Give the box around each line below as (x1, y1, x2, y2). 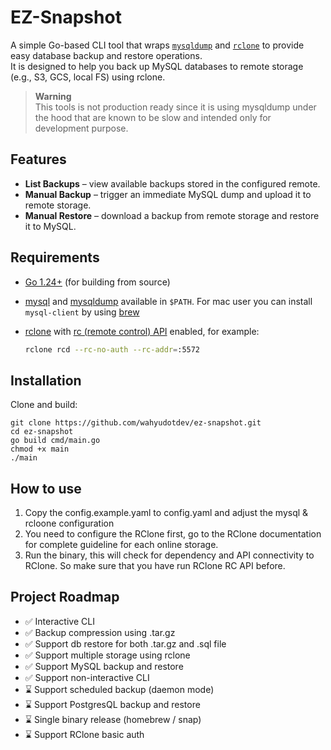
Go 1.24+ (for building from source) (24, 276, 171, 288)
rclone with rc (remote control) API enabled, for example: (24, 325, 260, 337)
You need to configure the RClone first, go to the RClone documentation (24, 528, 322, 540)
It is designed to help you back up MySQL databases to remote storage (10, 60, 304, 72)
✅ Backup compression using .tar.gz (24, 626, 176, 638)
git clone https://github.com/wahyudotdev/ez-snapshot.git (10, 418, 262, 428)
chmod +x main (10, 444, 70, 455)
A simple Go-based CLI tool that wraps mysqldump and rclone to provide (10, 39, 305, 51)
